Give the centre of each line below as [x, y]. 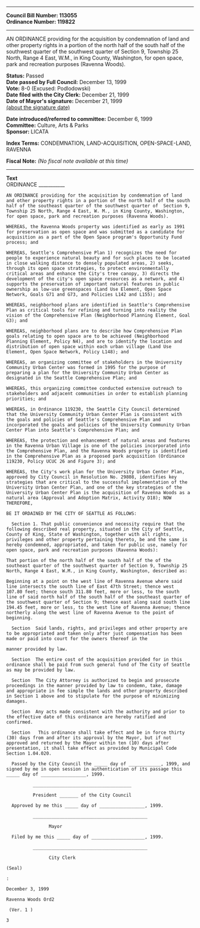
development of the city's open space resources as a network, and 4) [96, 279]
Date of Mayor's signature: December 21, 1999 [64, 101]
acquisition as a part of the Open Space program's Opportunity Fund [94, 237]
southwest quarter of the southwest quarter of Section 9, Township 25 [92, 52]
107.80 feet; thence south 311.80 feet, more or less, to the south [93, 592]
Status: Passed [25, 76]
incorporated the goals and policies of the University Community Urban [98, 425]
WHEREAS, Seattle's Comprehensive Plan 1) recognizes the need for [92, 253]
